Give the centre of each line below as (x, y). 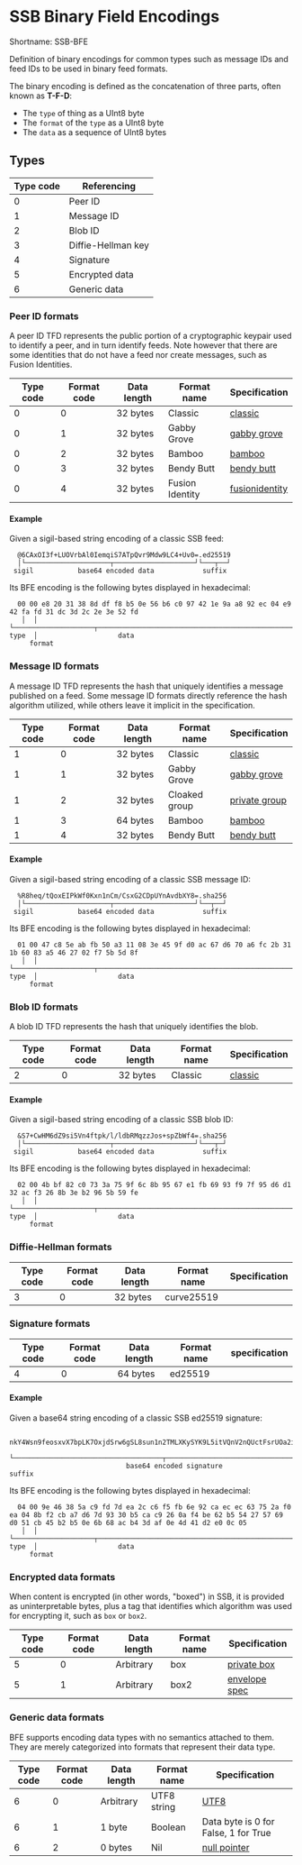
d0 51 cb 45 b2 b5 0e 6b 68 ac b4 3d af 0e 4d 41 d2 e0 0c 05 (128, 1523)
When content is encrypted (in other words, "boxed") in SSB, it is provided (147, 1596)
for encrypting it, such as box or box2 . (78, 1616)
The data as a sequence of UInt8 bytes (94, 132)
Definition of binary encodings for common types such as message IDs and (149, 59)
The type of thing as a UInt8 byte (83, 113)
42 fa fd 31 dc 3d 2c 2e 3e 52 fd (74, 612)
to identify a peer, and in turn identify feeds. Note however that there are (143, 345)
